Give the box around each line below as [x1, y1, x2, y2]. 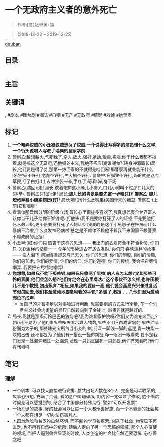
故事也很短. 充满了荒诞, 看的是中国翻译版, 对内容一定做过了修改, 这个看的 [12, 394, 160, 399]
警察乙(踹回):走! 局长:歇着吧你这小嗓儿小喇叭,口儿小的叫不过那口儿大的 [12, 184, 155, 190]
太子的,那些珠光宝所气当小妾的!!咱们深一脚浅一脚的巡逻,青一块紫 [25, 325, 155, 331]
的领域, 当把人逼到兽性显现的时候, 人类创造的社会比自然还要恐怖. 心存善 [12, 430, 157, 436]
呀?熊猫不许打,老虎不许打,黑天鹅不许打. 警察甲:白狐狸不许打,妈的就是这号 [12, 172, 160, 178]
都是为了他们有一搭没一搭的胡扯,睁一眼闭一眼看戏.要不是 [39, 331, 153, 337]
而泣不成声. [12, 295, 36, 300]
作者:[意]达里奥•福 [17, 22, 54, 27]
